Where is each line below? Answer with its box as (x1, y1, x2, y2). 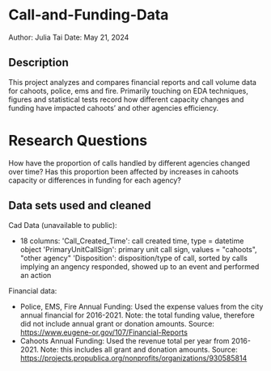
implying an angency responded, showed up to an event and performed (19, 261, 260, 272)
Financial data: (8, 285, 57, 296)
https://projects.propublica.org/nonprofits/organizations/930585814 (19, 353, 248, 363)
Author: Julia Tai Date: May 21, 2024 (8, 32, 129, 42)
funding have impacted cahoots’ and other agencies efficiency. (8, 103, 219, 112)
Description (8, 56, 69, 70)
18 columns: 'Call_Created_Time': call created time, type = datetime (19, 236, 244, 246)
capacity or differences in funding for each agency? (8, 175, 182, 185)
